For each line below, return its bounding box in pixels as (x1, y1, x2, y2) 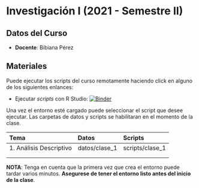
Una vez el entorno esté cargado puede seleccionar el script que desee (6, 107, 183, 114)
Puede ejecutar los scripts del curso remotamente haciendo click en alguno (6, 77, 193, 84)
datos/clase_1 (77, 144, 118, 152)
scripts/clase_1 (123, 144, 167, 152)
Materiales (6, 61, 47, 71)
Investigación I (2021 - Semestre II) (6, 4, 183, 18)
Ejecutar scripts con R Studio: (14, 95, 89, 102)
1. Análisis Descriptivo (9, 144, 72, 152)
